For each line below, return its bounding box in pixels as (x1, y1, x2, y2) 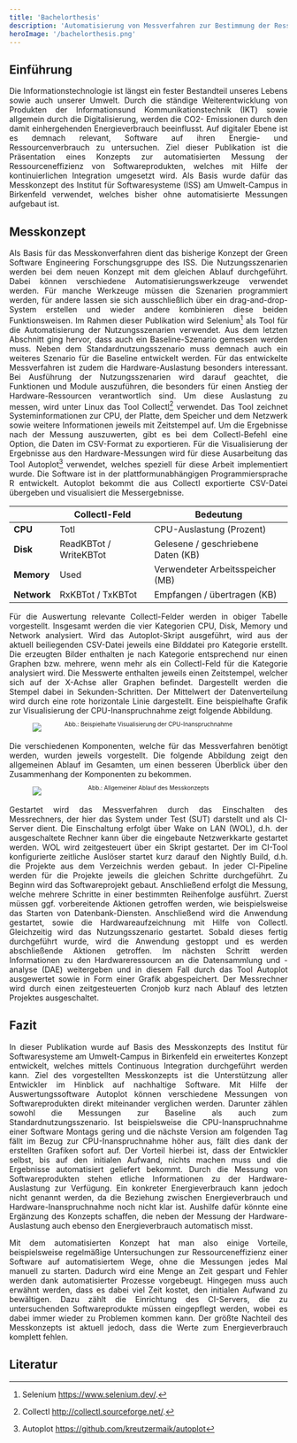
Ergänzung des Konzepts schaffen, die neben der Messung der (9, 1210, 246, 1222)
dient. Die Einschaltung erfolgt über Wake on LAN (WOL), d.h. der (36, 822, 288, 833)
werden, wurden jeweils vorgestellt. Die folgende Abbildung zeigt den (9, 750, 288, 760)
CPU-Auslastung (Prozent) (154, 523, 267, 536)
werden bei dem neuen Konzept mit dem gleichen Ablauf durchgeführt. (9, 266, 288, 277)
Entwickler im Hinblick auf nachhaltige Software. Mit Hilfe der (9, 1079, 288, 1090)
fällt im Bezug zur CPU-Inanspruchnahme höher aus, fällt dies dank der (9, 1135, 288, 1146)
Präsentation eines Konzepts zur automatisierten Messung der (9, 151, 288, 162)
